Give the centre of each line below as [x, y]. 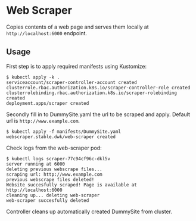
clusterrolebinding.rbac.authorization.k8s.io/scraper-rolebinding [92, 93]
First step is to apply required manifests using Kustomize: [77, 66]
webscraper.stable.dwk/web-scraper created [61, 137]
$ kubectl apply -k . [33, 77]
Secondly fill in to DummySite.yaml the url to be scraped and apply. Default [98, 114]
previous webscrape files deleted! [50, 179]
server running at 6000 [36, 164]
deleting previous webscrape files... [54, 169]
